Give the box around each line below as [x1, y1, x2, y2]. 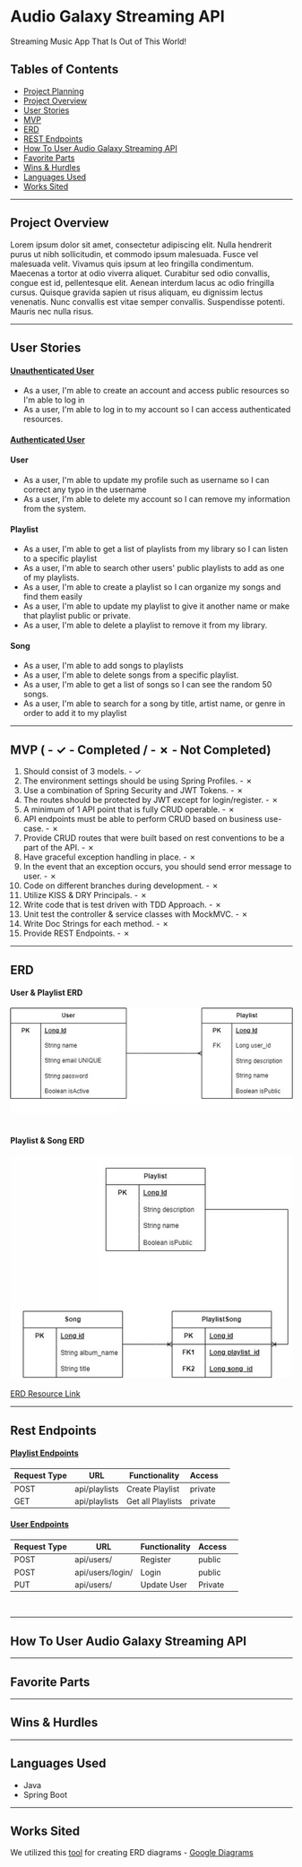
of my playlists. [22, 572, 80, 583]
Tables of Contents [10, 62, 119, 77]
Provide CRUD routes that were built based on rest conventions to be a [22, 833, 285, 843]
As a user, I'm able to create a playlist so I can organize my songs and [22, 582, 281, 592]
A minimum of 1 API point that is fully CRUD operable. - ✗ [22, 804, 236, 815]
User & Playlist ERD [10, 988, 83, 998]
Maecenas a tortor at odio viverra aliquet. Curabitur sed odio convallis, [10, 267, 271, 279]
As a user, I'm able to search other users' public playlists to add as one [22, 563, 285, 574]
